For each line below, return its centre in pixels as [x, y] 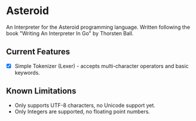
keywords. [27, 72]
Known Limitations [41, 91]
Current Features [38, 52]
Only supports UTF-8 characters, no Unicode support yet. [85, 105]
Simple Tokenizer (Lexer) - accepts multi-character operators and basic [102, 66]
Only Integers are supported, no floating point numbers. [82, 111]
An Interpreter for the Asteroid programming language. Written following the [98, 27]
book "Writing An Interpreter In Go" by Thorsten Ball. [70, 33]
